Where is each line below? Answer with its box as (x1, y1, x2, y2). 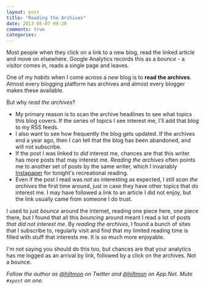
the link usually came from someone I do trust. (15, 195, 133, 203)
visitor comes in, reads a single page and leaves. (6, 62, 130, 69)
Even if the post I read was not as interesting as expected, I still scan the (15, 176, 198, 183)
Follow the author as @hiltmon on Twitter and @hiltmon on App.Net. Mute (6, 270, 193, 278)
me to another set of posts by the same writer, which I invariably (15, 163, 177, 170)
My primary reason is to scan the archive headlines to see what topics (15, 111, 192, 118)
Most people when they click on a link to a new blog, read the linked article (6, 49, 195, 56)
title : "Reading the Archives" (6, 15, 86, 21)
